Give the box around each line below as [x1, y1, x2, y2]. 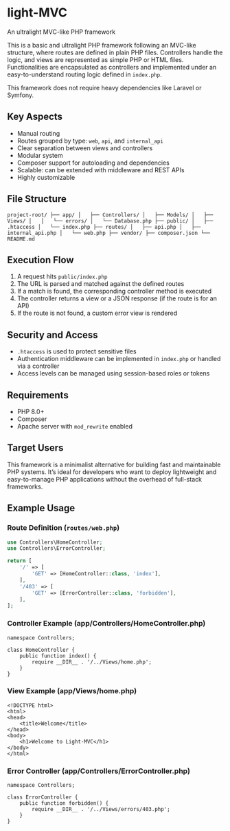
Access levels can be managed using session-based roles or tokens [16, 369, 210, 378]
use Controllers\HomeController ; [7, 539, 103, 546]
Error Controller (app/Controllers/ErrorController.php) [7, 766, 191, 776]
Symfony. [7, 91, 34, 99]
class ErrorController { [7, 794, 78, 801]
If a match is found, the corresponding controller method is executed [16, 287, 212, 296]
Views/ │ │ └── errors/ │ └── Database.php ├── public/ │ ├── [7, 217, 214, 225]
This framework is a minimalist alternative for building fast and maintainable [7, 460, 221, 469]
